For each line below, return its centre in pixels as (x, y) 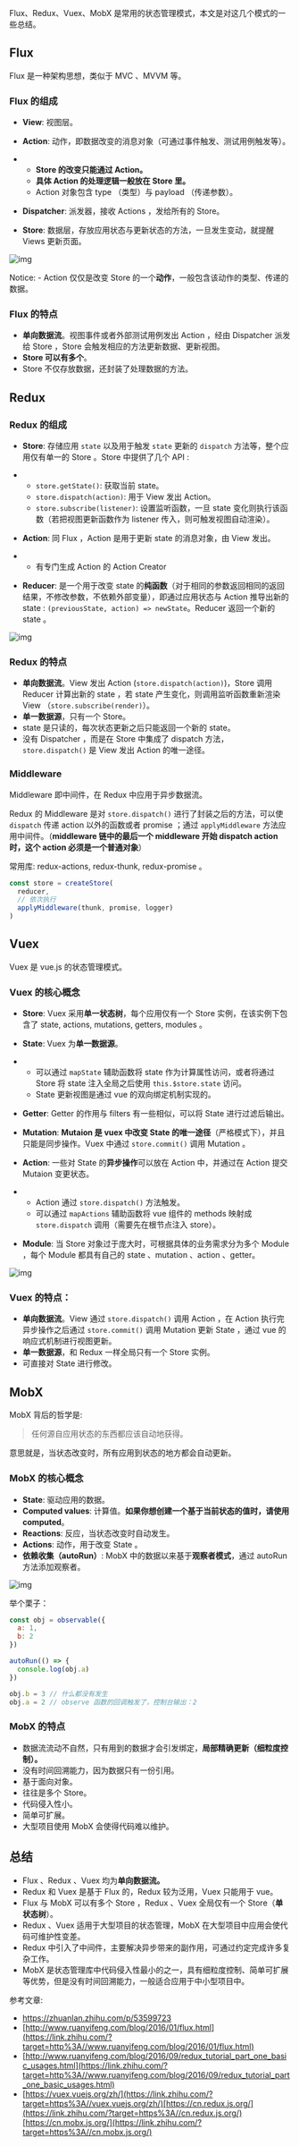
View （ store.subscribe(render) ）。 (88, 706)
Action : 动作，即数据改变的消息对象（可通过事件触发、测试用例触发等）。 (156, 141)
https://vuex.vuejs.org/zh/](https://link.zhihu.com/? (119, 2094)
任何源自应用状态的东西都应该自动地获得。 (109, 1434)
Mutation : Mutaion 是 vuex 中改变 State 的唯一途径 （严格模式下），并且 (154, 1132)
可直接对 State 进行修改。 (69, 1363)
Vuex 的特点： (40, 1298)
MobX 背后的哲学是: (46, 1415)
